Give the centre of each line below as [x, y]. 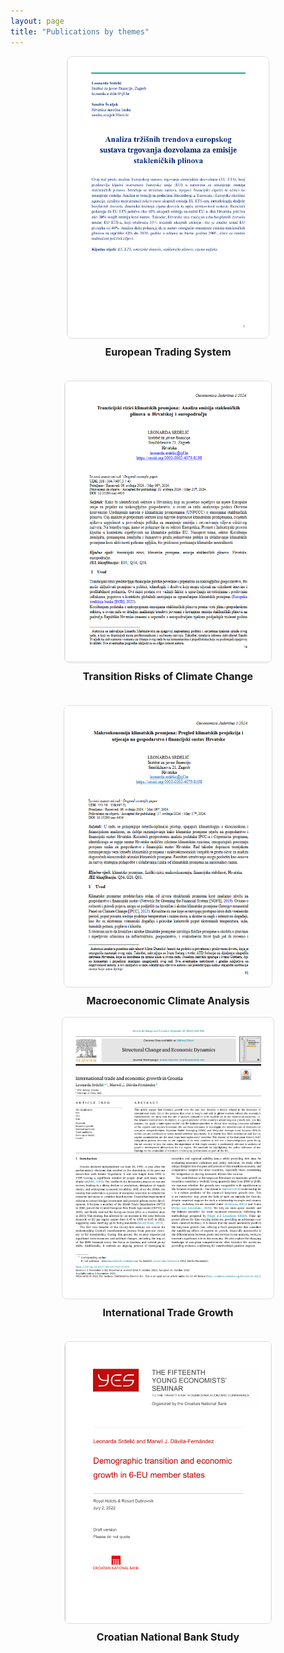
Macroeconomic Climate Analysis [168, 1000]
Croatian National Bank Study [168, 1637]
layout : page [37, 21]
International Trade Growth [168, 1312]
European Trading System [168, 352]
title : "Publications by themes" [80, 31]
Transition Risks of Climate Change [168, 676]
